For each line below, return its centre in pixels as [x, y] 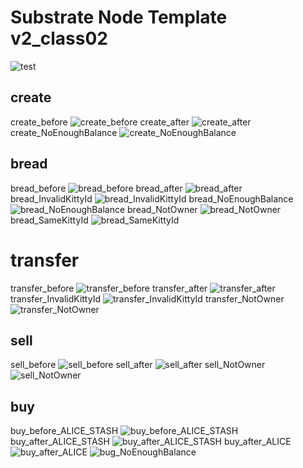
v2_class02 [59, 38]
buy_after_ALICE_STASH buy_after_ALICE [151, 442]
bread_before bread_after [96, 188]
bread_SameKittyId [49, 220]
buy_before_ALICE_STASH [64, 431]
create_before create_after [100, 122]
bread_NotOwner [162, 209]
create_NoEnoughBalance [64, 132]
